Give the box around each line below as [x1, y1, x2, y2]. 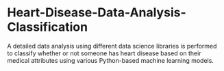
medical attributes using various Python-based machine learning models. [7, 56, 214, 64]
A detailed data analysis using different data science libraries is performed [7, 42, 217, 50]
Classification [7, 19, 88, 35]
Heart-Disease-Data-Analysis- [7, 5, 186, 20]
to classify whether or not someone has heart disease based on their [7, 49, 201, 57]
